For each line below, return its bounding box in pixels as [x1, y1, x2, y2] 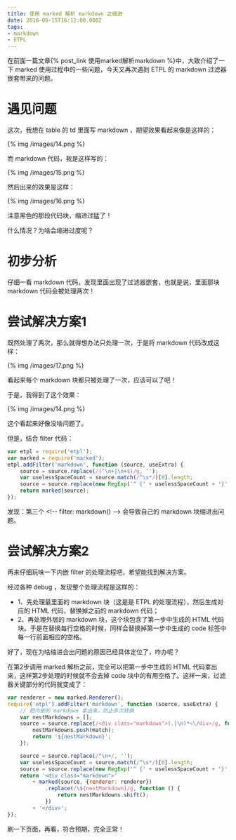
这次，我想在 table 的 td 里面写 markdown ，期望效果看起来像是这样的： [7, 126, 216, 134]
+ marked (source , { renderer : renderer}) [32, 778, 152, 786]
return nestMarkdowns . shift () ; [57, 792, 150, 799]
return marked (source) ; [20, 487, 90, 495]
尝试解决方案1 [7, 314, 87, 330]
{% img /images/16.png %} [7, 197, 86, 206]
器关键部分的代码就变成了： [7, 680, 88, 688]
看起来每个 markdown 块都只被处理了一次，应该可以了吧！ [7, 375, 177, 384]
